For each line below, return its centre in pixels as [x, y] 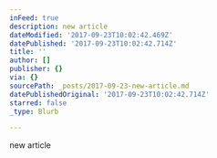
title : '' [28, 52]
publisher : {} [36, 69]
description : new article [58, 26]
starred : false [38, 103]
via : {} [24, 78]
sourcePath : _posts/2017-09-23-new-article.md [99, 86]
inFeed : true [34, 18]
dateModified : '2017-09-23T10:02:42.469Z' [91, 35]
